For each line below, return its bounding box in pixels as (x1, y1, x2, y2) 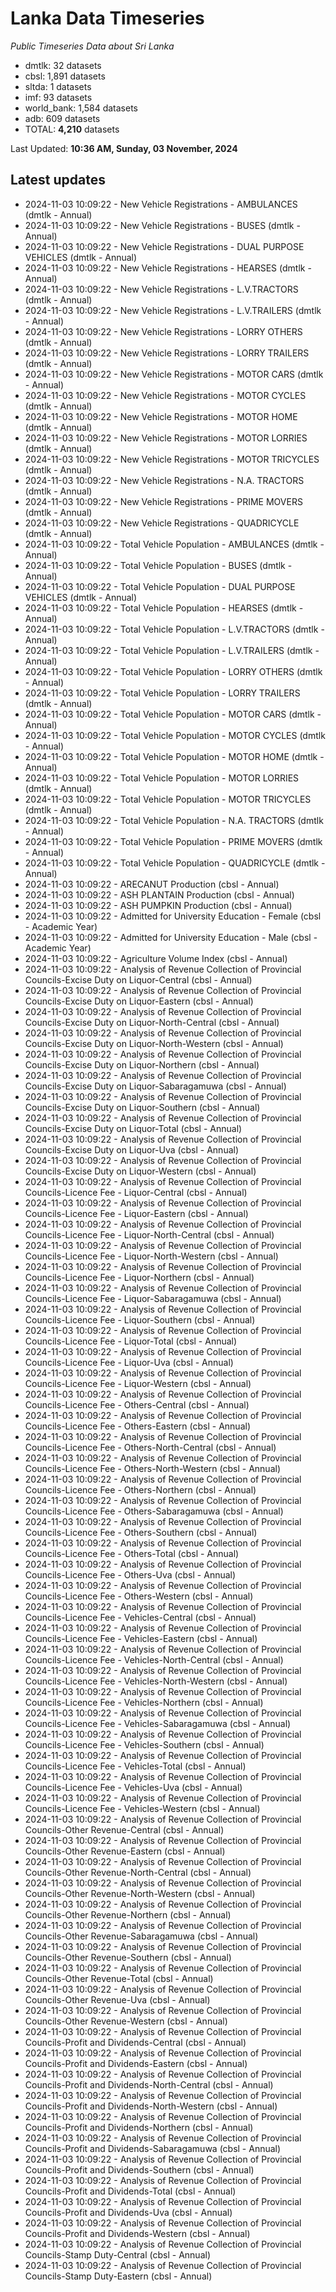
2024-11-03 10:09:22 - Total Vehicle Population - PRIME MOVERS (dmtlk (24, 835, 323, 847)
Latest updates (10, 172, 106, 189)
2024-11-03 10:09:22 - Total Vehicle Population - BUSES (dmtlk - (24, 559, 293, 571)
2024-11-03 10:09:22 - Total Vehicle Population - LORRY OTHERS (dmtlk (24, 665, 323, 677)
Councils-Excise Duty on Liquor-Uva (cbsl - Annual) (24, 1143, 240, 1156)
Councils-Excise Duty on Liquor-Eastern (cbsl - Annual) (24, 995, 254, 1007)
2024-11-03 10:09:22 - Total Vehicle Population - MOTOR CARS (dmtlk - (24, 708, 322, 720)
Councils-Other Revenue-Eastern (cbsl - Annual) (24, 1845, 226, 1857)
